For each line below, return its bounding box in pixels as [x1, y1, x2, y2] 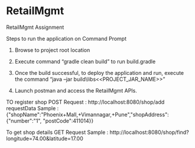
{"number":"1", [6, 117, 42, 124]
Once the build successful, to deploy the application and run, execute [14, 69, 184, 76]
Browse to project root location [14, 46, 90, 54]
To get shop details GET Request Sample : [6, 129, 109, 136]
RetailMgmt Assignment [6, 24, 64, 31]
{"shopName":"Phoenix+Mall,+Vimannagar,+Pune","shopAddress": [6, 111, 170, 118]
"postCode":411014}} [43, 117, 94, 124]
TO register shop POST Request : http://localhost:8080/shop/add [6, 98, 165, 106]
